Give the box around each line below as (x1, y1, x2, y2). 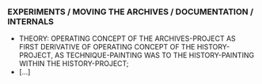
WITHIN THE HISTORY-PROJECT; (18, 59, 129, 68)
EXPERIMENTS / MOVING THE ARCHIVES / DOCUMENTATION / (7, 6, 254, 17)
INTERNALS (7, 16, 55, 27)
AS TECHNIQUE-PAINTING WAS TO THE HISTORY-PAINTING (54, 50, 255, 60)
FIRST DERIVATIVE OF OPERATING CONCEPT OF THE (18, 42, 196, 52)
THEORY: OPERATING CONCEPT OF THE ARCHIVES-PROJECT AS (18, 34, 237, 43)
